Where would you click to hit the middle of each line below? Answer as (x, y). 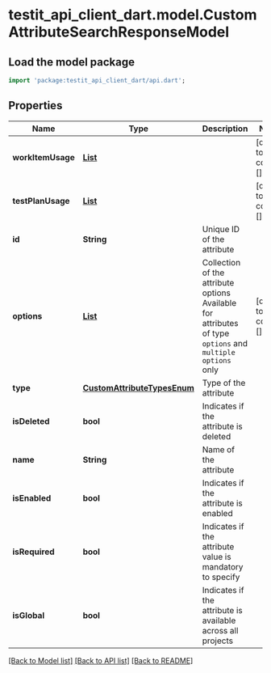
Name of (219, 449)
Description (225, 129)
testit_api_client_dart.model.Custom (133, 15)
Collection (221, 262)
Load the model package (72, 62)
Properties (35, 106)
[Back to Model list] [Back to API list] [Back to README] (101, 660)
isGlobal (29, 615)
